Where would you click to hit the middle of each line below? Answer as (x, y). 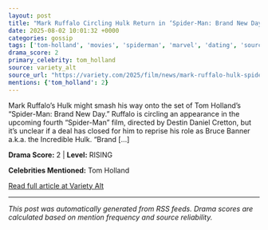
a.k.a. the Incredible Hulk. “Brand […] (69, 139)
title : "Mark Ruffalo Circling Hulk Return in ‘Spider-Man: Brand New (128, 23)
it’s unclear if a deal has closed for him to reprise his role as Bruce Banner (129, 131)
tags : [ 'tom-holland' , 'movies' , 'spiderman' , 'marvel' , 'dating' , (123, 46)
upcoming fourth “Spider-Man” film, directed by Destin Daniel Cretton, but (130, 122)
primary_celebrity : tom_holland (62, 61)
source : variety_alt (43, 68)
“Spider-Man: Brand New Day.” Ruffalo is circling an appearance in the (124, 113)
